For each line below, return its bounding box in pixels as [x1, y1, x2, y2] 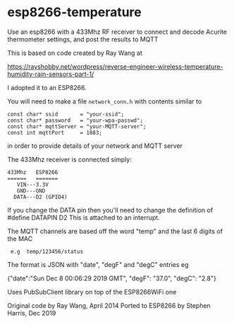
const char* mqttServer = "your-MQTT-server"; [7, 123, 147, 130]
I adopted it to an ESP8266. [7, 83, 87, 92]
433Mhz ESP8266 [7, 168, 58, 176]
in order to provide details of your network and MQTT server [7, 142, 183, 150]
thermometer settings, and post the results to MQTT [7, 35, 159, 43]
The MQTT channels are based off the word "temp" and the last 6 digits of [7, 227, 223, 235]
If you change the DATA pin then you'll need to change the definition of [7, 206, 214, 214]
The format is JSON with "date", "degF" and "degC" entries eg [7, 260, 189, 268]
